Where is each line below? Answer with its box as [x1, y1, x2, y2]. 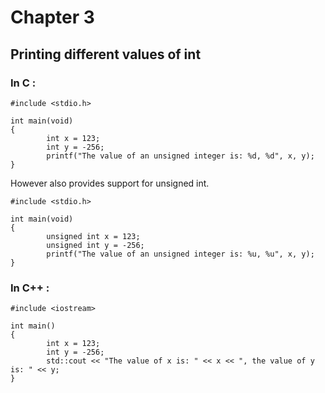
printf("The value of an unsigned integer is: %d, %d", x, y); [46, 151, 315, 161]
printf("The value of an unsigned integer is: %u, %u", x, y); [46, 249, 315, 259]
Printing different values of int [10, 46, 202, 63]
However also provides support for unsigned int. [10, 177, 210, 189]
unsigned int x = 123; [46, 231, 141, 241]
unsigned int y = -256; [46, 240, 145, 250]
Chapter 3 [10, 6, 95, 29]
